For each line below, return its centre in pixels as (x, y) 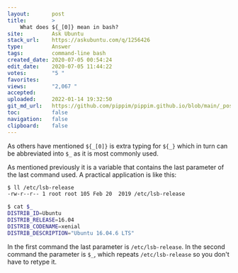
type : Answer (39, 47)
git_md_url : (25, 106)
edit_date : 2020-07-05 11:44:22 (60, 66)
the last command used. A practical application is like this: (92, 175)
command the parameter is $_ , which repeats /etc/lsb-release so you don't (118, 254)
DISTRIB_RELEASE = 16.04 (41, 220)
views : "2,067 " (42, 86)
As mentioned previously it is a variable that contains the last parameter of (116, 167)
